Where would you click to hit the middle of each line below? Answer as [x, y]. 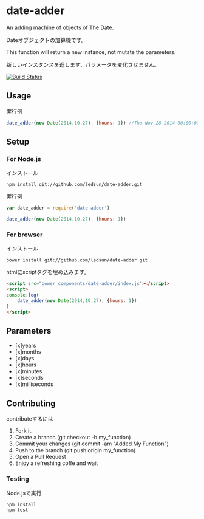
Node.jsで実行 [24, 493]
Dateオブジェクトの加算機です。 [46, 40]
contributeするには [30, 419]
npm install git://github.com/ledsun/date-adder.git [74, 185]
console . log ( [23, 295]
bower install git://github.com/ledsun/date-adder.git [77, 260]
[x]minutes [29, 371]
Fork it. [24, 431]
